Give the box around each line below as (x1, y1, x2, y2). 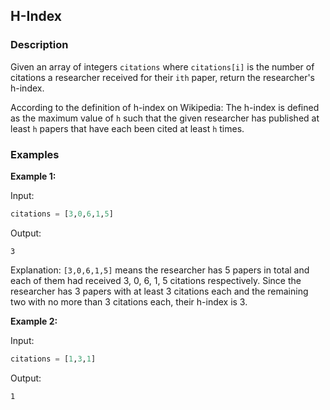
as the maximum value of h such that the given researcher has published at (10, 112, 320, 124)
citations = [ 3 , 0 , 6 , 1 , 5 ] (10, 209, 114, 219)
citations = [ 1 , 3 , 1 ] (10, 354, 97, 364)
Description (10, 38, 69, 52)
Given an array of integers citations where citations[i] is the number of (10, 60, 315, 73)
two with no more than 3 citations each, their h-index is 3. (10, 295, 248, 308)
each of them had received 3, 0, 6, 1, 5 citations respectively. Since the (10, 274, 302, 286)
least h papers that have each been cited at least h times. (10, 122, 245, 134)
